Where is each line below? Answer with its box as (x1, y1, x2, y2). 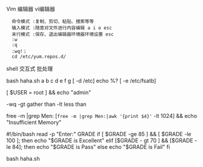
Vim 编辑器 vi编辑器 (6, 5, 56, 12)
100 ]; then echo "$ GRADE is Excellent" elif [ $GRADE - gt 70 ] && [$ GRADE (6, 137, 193, 144)
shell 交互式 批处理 (6, 65, 53, 72)
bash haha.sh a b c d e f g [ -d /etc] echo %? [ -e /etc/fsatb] (6, 77, 156, 84)
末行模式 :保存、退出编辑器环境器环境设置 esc (12, 31, 114, 38)
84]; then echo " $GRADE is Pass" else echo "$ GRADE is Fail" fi (12, 143, 170, 150)
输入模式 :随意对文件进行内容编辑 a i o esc (12, 25, 112, 31)
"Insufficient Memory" (6, 119, 62, 126)
